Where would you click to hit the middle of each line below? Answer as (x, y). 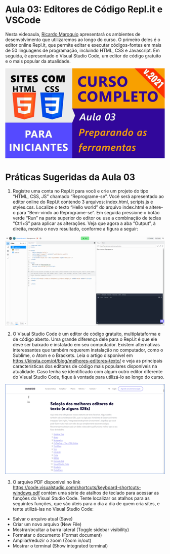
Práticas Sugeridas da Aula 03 (70, 177)
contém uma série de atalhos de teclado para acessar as (100, 493)
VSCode (23, 20)
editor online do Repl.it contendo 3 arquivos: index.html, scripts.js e (83, 202)
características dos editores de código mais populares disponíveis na (85, 366)
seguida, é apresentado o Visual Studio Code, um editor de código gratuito (83, 56)
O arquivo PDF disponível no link (47, 482)
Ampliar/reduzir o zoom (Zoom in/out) (52, 541)
